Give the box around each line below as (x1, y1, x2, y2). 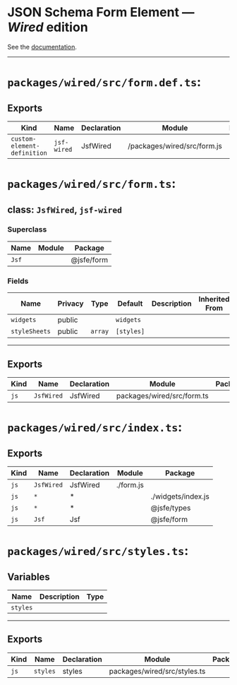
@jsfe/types (150, 503, 191, 513)
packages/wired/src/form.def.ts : (7, 74, 202, 90)
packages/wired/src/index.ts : (7, 419, 183, 435)
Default (117, 299, 143, 309)
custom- (11, 135, 37, 143)
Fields (7, 276, 29, 286)
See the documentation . (7, 42, 78, 51)
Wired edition (7, 19, 88, 35)
